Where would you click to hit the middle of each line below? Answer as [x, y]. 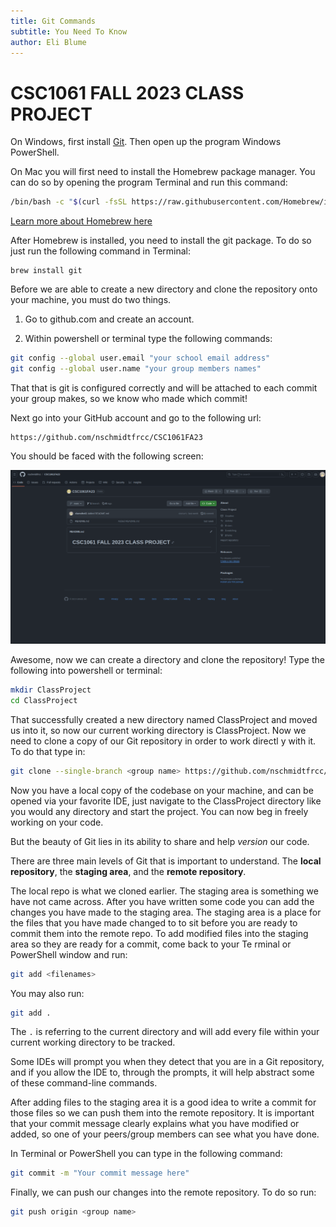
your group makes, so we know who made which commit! [129, 398]
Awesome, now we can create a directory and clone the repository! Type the [167, 660]
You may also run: [47, 993]
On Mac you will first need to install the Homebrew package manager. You [163, 172]
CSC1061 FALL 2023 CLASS [127, 92]
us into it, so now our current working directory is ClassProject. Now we [158, 730]
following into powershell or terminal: [86, 671]
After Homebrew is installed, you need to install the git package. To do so [161, 241]
